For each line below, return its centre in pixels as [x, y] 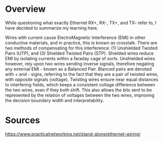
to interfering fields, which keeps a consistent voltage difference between [80, 84]
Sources [23, 121]
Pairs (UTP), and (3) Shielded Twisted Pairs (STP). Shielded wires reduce [80, 53]
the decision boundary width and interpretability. [55, 100]
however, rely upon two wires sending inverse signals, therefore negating [80, 64]
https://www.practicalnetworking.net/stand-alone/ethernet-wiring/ [73, 134]
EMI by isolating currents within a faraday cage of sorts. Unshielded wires [80, 58]
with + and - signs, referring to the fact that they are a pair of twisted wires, [82, 74]
